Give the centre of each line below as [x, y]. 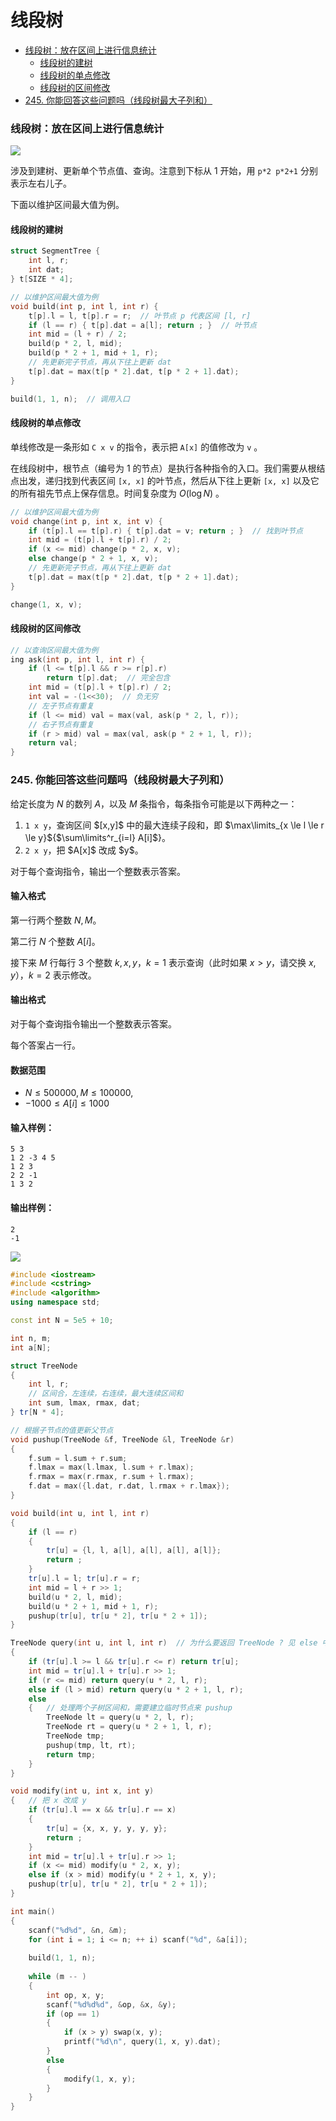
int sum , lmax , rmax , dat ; [84, 1403]
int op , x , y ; [75, 1995]
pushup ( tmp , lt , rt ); [91, 1745]
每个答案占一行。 [45, 1045]
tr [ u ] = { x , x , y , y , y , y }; [107, 1828]
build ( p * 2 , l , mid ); [75, 344]
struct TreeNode [44, 1366]
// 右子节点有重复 [61, 724]
